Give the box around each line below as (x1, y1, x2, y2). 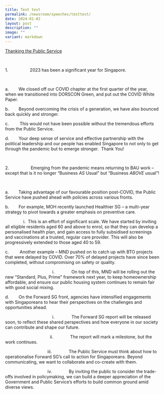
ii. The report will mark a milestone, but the (50, 334, 152, 340)
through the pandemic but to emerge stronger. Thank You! (5, 146, 124, 152)
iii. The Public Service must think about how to (47, 348, 157, 354)
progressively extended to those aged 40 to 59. (5, 239, 102, 245)
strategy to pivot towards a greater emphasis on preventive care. (5, 209, 136, 215)
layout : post (5, 21, 32, 26)
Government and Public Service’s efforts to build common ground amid (5, 379, 149, 385)
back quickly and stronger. (5, 111, 59, 117)
